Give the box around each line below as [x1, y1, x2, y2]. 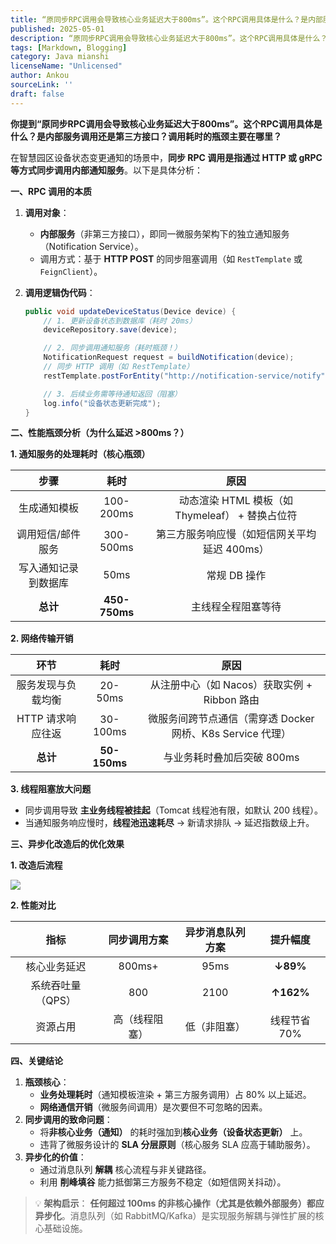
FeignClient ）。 [39, 265, 103, 277]
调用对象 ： [24, 206, 70, 218]
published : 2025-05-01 [10, 24, 105, 34]
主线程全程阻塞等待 [190, 600, 282, 614]
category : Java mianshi [10, 52, 110, 62]
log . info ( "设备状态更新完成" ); [43, 398, 162, 408]
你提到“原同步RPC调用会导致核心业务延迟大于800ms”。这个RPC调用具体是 [10, 117, 323, 130]
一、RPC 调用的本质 [10, 185, 92, 197]
